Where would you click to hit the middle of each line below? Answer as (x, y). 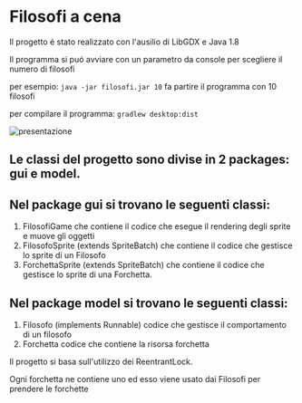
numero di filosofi (42, 69)
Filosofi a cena (65, 17)
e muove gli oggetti (58, 236)
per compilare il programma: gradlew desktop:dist (104, 113)
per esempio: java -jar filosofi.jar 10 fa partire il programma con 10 (143, 86)
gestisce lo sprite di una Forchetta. (87, 274)
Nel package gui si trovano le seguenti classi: (140, 204)
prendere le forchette (49, 389)
